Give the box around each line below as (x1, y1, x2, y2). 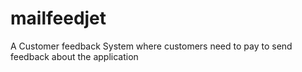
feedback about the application (10, 50, 139, 62)
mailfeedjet (10, 7, 107, 30)
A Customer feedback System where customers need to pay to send (10, 40, 293, 52)
